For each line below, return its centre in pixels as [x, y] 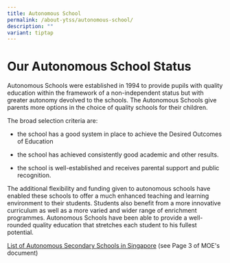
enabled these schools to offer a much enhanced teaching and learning [108, 196]
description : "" [30, 26]
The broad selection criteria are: [53, 121]
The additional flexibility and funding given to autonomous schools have [109, 189]
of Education [35, 141]
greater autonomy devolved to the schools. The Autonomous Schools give [112, 100]
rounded [19, 225]
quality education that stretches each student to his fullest [115, 225]
